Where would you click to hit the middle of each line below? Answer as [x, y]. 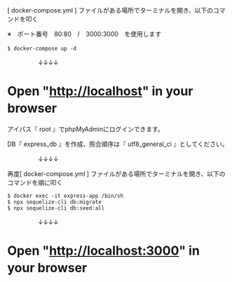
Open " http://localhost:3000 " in [103, 251]
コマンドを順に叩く [35, 182]
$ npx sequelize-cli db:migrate [54, 202]
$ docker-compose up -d [42, 48]
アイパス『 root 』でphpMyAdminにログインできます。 [86, 129]
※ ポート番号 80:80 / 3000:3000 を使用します [84, 34]
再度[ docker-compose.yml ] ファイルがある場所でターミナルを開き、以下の [116, 173]
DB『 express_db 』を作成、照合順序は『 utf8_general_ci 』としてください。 [118, 144]
